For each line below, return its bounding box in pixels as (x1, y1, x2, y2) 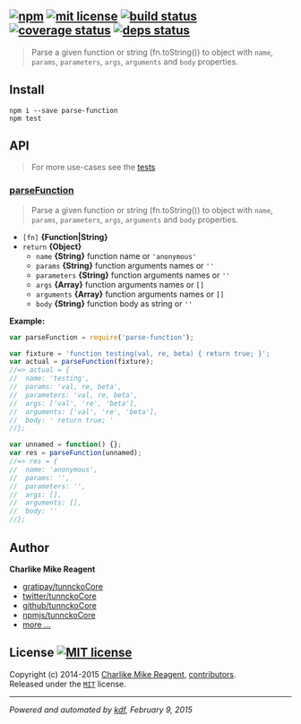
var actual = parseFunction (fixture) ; (9, 358, 154, 366)
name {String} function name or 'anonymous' (35, 250, 197, 261)
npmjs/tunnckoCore (21, 609, 96, 620)
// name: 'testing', (9, 374, 90, 384)
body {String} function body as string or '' (35, 297, 193, 309)
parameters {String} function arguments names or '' (35, 270, 230, 280)
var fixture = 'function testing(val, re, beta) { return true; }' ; (9, 349, 271, 358)
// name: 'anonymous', (9, 465, 99, 474)
